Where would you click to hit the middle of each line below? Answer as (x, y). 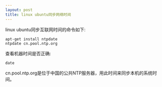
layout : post (19, 10)
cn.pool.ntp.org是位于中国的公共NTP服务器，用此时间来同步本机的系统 (79, 73)
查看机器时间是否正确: (28, 53)
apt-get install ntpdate (31, 39)
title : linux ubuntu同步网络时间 (38, 15)
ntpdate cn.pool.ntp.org (31, 43)
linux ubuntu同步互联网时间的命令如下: (46, 29)
